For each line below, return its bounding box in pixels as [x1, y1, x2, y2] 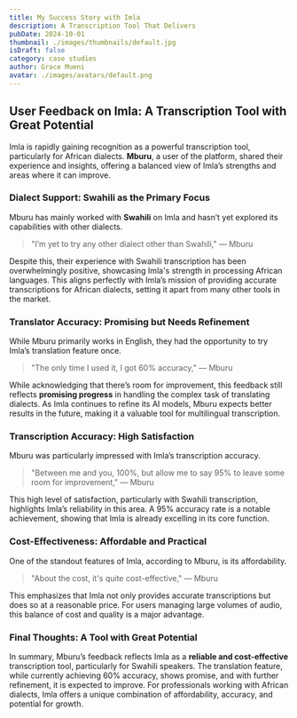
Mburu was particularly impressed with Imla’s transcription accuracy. [9, 451, 261, 461]
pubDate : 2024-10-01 [9, 29, 86, 38]
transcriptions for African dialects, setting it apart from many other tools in [9, 283, 281, 294]
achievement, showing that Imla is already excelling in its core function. [9, 513, 270, 524]
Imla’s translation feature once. [9, 346, 121, 356]
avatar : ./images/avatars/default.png [9, 71, 152, 80]
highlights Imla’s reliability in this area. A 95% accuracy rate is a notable [9, 504, 270, 515]
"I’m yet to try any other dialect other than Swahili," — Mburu [30, 238, 254, 249]
